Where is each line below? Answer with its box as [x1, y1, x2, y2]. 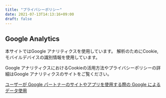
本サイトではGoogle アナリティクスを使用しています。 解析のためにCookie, [5, 48, 159, 54]
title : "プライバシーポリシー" [5, 7, 62, 12]
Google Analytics [5, 34, 60, 43]
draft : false [5, 16, 32, 21]
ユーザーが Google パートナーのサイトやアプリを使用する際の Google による [5, 82, 161, 88]
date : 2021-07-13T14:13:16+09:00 [5, 12, 74, 17]
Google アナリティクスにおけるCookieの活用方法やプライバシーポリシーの [5, 65, 157, 71]
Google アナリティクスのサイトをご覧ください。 [13, 71, 112, 77]
